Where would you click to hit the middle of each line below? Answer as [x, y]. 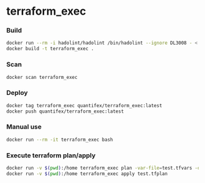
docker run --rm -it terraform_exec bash [60, 140]
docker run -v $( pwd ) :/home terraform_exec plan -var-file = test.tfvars [99, 168]
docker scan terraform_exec [42, 77]
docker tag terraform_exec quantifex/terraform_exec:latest [85, 105]
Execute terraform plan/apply [51, 155]
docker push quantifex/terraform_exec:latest [65, 111]
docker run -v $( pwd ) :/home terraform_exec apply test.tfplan [87, 174]
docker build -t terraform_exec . [50, 49]
